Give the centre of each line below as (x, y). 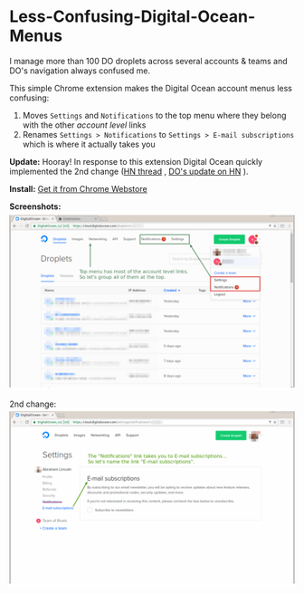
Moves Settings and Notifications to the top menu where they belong (154, 115)
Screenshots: (35, 206)
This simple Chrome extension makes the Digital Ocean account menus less (151, 88)
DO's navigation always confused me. (80, 71)
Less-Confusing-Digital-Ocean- (133, 17)
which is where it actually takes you (89, 144)
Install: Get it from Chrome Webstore (78, 188)
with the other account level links (84, 125)
